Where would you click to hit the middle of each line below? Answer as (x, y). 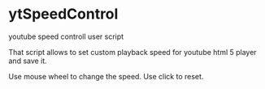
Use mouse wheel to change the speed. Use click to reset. (106, 76)
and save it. (28, 61)
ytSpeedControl (63, 14)
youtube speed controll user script (66, 36)
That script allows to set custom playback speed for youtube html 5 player (133, 52)
